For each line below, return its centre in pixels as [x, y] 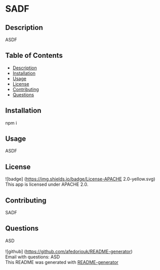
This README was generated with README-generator [62, 262]
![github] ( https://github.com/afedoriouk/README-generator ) [69, 251]
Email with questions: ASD [33, 257]
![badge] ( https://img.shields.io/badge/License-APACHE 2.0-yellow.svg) [80, 179]
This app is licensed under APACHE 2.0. [47, 184]
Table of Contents [34, 55]
